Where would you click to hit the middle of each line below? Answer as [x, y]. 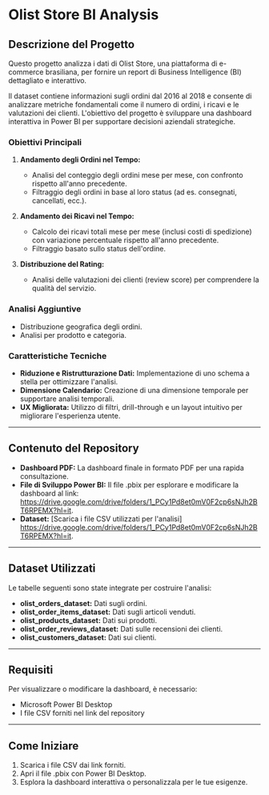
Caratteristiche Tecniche [58, 355]
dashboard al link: [49, 493]
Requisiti [31, 670]
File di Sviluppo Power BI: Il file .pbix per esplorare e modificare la [129, 484]
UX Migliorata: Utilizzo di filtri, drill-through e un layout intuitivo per [131, 407]
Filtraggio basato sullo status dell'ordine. [99, 249]
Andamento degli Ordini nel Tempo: [80, 160]
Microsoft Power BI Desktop [66, 705]
